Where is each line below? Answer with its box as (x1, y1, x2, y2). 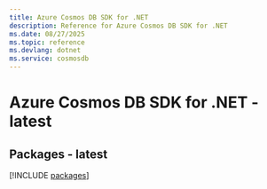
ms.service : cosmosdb (9, 54, 90, 63)
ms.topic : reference (9, 37, 86, 47)
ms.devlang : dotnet (9, 46, 82, 55)
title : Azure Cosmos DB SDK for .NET (9, 12, 149, 22)
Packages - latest (9, 146, 108, 161)
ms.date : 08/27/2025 (9, 29, 86, 38)
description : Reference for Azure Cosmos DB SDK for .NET (9, 21, 228, 30)
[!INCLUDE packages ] (9, 170, 90, 180)
